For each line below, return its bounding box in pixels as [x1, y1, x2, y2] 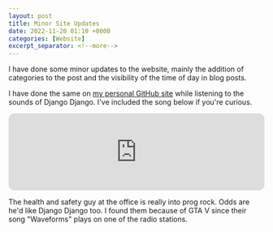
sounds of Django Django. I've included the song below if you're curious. [8, 97, 253, 107]
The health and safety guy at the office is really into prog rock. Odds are [8, 197, 250, 207]
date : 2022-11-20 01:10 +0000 [8, 27, 111, 35]
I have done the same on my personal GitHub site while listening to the [8, 88, 245, 98]
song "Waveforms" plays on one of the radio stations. [8, 214, 188, 224]
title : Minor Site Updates [8, 19, 100, 28]
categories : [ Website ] [8, 34, 85, 43]
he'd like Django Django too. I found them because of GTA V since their [8, 206, 247, 216]
